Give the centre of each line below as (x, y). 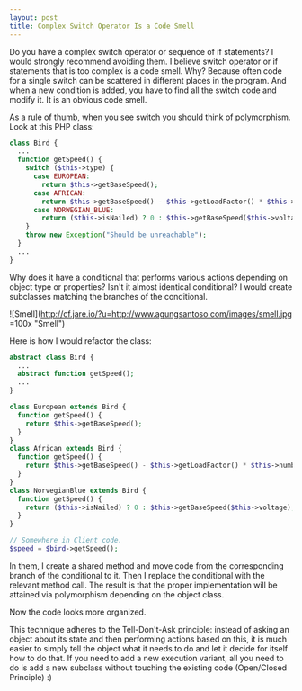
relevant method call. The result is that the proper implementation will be (143, 585)
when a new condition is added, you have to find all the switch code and (143, 90)
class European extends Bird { (68, 407)
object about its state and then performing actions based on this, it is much (148, 639)
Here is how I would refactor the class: (80, 341)
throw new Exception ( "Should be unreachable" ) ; (116, 235)
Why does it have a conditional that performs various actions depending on (149, 277)
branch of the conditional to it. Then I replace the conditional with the (137, 575)
